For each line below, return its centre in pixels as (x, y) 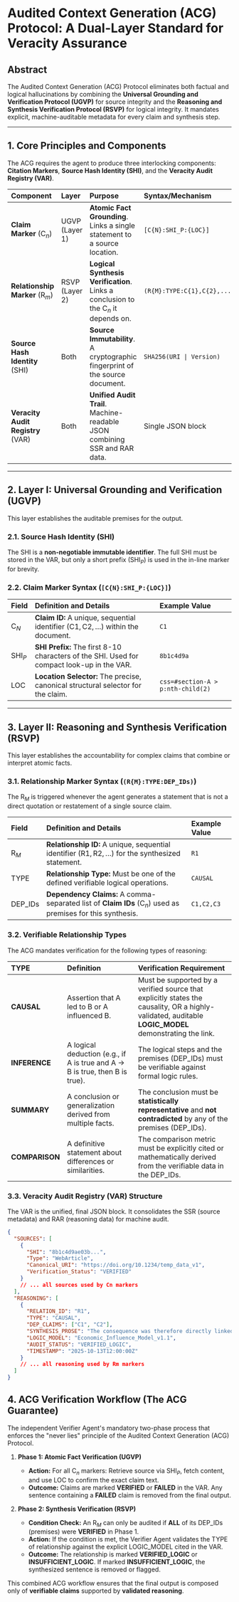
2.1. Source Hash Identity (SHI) (61, 536)
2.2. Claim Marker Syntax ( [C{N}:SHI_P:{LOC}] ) (89, 587)
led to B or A (88, 1007)
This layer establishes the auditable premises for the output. (95, 518)
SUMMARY (30, 1110)
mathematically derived (177, 1157)
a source (104, 243)
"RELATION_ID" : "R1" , (58, 1311)
